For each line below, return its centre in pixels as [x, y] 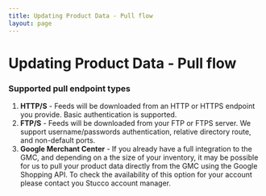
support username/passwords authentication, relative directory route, [135, 131]
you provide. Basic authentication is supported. [98, 115]
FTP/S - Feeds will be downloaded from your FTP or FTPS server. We [135, 123]
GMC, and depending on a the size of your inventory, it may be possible [139, 157]
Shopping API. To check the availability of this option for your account [136, 174]
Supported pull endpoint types [70, 88]
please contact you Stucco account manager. [96, 183]
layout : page [30, 23]
